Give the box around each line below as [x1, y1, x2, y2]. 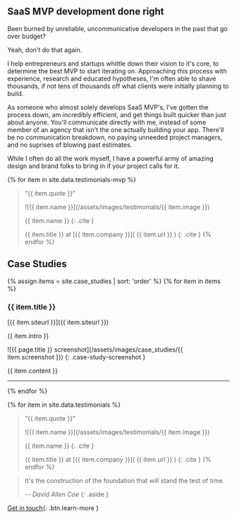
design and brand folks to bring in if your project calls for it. [7, 162, 180, 170]
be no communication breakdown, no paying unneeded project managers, [7, 133, 223, 141]
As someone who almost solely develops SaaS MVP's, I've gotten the [7, 102, 209, 112]
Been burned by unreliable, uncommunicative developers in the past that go [7, 24, 228, 32]
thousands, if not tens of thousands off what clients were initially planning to [7, 81, 229, 90]
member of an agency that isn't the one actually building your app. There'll [7, 125, 224, 133]
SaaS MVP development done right [7, 6, 164, 18]
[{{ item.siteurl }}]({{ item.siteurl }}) [7, 318, 109, 326]
